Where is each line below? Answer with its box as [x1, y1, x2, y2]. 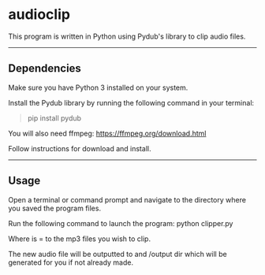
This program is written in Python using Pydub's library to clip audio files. [8, 32, 246, 41]
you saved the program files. [8, 203, 101, 213]
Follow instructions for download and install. [8, 143, 151, 153]
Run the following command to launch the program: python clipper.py [8, 218, 233, 228]
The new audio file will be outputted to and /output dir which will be [8, 249, 227, 258]
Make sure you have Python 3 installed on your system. [8, 83, 188, 92]
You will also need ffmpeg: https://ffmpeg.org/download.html [8, 128, 207, 138]
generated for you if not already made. [8, 258, 134, 267]
